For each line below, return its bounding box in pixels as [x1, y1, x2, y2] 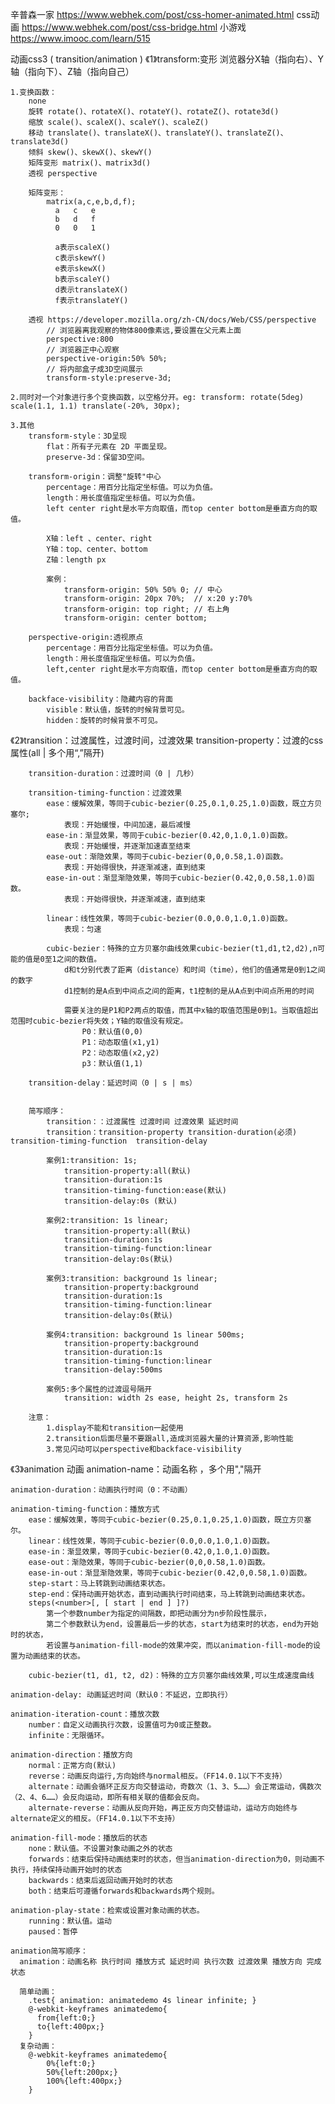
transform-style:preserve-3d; [46, 373, 172, 383]
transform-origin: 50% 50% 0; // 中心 [63, 585, 223, 595]
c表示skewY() [54, 253, 107, 263]
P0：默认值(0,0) [81, 1027, 144, 1037]
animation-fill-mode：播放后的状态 [10, 1833, 148, 1843]
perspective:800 [46, 334, 114, 344]
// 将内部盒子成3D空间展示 [46, 364, 143, 374]
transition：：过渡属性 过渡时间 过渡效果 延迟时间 [46, 1117, 239, 1127]
